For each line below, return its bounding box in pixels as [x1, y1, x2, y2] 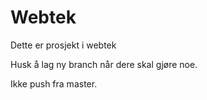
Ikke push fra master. [10, 77, 98, 90]
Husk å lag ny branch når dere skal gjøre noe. [10, 58, 198, 70]
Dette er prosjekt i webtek [10, 39, 117, 51]
